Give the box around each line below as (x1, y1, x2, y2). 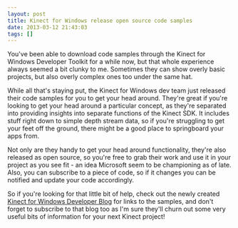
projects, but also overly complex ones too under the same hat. (7, 73, 193, 81)
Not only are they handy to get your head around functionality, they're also (7, 145, 227, 154)
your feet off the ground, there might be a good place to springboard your (7, 124, 224, 133)
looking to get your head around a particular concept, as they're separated (7, 101, 227, 110)
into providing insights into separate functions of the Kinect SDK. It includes (7, 109, 230, 118)
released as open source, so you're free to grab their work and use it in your (7, 153, 232, 162)
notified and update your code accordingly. (7, 176, 134, 185)
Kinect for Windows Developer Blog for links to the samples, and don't (7, 197, 214, 206)
